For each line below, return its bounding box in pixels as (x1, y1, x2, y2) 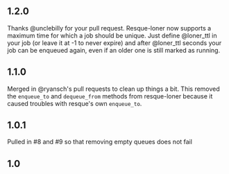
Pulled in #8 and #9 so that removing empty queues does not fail (7, 138, 193, 146)
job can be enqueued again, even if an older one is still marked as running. (7, 46, 221, 54)
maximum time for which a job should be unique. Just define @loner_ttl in (7, 31, 217, 40)
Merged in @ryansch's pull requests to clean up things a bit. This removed (7, 85, 220, 93)
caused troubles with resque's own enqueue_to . (7, 99, 142, 107)
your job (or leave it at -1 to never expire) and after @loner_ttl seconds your (7, 38, 222, 47)
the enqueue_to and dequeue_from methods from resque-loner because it (7, 92, 213, 100)
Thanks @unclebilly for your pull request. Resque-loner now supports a (7, 24, 212, 32)
